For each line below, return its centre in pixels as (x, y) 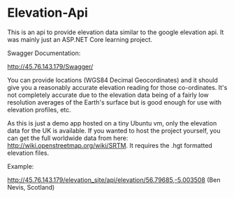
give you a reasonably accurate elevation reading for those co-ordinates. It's (117, 87)
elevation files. (28, 153)
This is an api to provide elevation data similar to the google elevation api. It (116, 32)
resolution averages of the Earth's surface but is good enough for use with (115, 102)
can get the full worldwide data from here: (68, 138)
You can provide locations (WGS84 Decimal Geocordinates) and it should (113, 80)
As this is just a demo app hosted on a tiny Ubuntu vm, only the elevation (112, 123)
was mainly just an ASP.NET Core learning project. (80, 39)
